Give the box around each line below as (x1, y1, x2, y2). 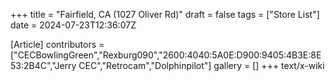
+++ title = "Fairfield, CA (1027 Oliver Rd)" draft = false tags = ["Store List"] (10, 9, 320, 20)
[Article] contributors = (10, 39, 105, 50)
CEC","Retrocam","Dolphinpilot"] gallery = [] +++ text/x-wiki (78, 60, 325, 71)
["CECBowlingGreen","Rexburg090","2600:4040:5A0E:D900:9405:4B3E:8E (10, 49, 322, 61)
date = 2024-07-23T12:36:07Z (10, 19, 137, 31)
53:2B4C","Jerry (10, 60, 77, 71)
